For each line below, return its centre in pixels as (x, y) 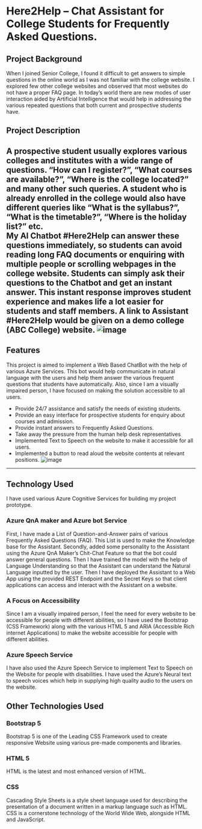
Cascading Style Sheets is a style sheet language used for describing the (97, 800)
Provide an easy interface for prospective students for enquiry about (100, 415)
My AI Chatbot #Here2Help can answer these (93, 236)
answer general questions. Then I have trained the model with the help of (97, 559)
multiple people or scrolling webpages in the (91, 264)
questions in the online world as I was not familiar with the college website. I (100, 80)
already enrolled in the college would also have (96, 198)
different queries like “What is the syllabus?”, (93, 207)
